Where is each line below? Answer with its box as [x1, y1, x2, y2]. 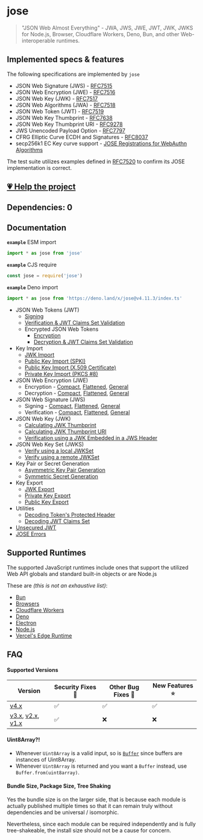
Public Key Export [24, 498, 69, 506]
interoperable [21, 37, 55, 44]
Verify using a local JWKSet [24, 447, 94, 454]
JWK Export [24, 485, 55, 492]
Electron [15, 619, 37, 626]
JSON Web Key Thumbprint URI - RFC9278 [15, 121, 123, 128]
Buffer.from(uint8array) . [15, 768, 80, 776]
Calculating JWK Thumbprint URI [24, 428, 107, 435]
